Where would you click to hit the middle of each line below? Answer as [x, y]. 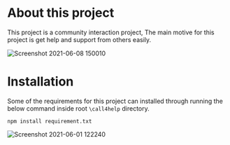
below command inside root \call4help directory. [78, 108]
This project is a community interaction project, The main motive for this [111, 32]
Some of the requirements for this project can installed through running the [115, 101]
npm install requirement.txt [50, 121]
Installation [41, 82]
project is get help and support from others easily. [79, 39]
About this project [61, 13]
